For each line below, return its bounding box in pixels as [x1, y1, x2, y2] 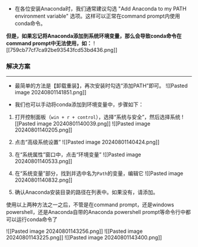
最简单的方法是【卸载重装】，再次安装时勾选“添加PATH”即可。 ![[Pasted [14, 82, 188, 90]
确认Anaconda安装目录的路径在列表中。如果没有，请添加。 [14, 189, 159, 196]
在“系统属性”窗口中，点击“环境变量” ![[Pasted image [14, 151, 141, 158]
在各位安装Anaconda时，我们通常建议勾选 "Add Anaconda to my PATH [14, 5, 187, 12]
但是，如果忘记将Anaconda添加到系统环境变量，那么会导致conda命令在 [6, 32, 182, 39]
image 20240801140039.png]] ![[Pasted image [37, 120, 151, 127]
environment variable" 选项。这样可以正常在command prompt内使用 [14, 12, 180, 19]
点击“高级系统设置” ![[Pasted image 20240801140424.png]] [14, 139, 160, 146]
